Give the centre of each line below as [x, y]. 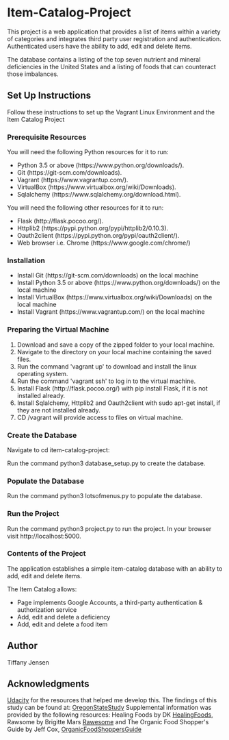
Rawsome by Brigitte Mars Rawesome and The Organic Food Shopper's [108, 722]
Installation [26, 260]
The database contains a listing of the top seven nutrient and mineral [104, 59]
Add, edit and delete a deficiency [64, 617]
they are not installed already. [58, 410]
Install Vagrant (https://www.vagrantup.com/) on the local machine [111, 312]
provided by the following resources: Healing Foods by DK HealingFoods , [110, 715]
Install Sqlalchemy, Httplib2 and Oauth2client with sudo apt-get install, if [119, 403]
